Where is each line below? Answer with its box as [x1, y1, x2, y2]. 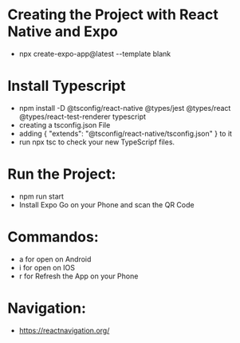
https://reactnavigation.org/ [18, 325, 110, 335]
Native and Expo [7, 22, 119, 41]
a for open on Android [18, 254, 92, 264]
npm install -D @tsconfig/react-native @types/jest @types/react [18, 103, 231, 112]
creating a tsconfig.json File [18, 120, 111, 129]
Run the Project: [7, 165, 116, 183]
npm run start [18, 191, 65, 201]
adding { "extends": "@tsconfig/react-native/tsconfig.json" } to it [18, 128, 233, 138]
